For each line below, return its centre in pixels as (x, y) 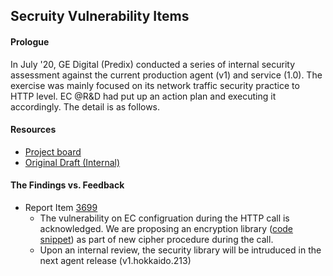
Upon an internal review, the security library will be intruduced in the (180, 250)
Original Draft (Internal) (72, 162)
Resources (33, 130)
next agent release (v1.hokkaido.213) (115, 260)
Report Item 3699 (61, 207)
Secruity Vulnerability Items (100, 16)
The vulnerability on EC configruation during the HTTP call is (164, 218)
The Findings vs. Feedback (67, 185)
